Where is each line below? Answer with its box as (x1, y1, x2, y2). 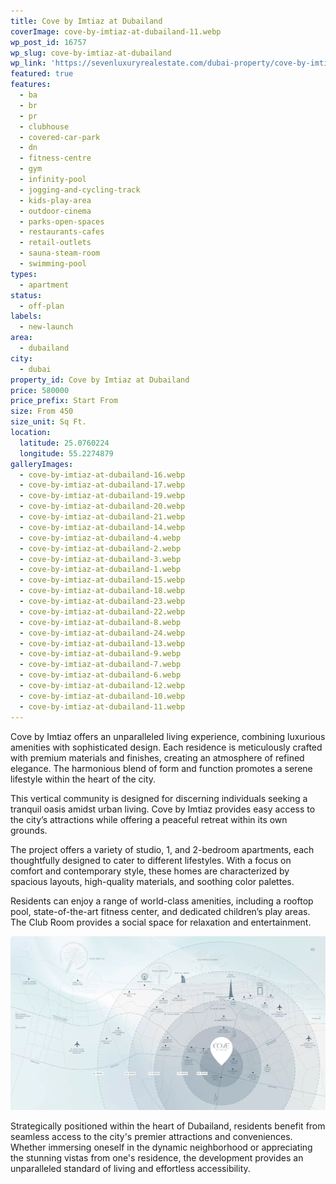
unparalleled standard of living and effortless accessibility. (10, 1162, 251, 1174)
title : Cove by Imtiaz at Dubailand (10, 16, 163, 26)
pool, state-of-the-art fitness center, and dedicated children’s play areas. (10, 905, 311, 917)
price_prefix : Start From (10, 396, 118, 406)
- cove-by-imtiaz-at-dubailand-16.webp (19, 470, 186, 480)
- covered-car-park (19, 132, 101, 142)
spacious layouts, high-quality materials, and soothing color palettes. (10, 875, 295, 887)
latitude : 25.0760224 (19, 438, 110, 448)
